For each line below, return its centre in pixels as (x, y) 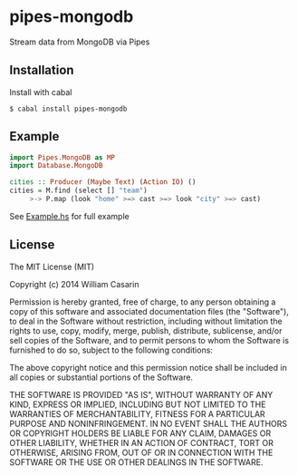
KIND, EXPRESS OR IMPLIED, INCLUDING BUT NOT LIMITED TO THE (138, 404)
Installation (42, 70)
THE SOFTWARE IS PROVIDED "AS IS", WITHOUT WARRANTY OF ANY (141, 394)
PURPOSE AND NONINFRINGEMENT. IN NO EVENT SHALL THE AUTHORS (149, 423)
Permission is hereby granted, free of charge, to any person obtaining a (143, 302)
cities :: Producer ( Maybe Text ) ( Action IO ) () (103, 182)
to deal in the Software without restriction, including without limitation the (146, 321)
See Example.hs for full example (69, 216)
